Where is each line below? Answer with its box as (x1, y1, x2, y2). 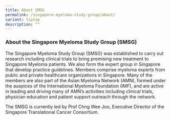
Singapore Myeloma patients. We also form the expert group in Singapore (5, 61, 161, 67)
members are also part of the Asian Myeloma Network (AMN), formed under (5, 77, 166, 83)
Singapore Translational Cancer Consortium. (5, 109, 99, 115)
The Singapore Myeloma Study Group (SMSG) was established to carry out (5, 50, 164, 56)
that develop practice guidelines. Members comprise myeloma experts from (5, 66, 165, 73)
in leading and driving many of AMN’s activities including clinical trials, (5, 88, 154, 94)
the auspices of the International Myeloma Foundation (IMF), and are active (5, 83, 164, 89)
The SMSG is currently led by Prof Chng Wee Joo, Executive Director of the (5, 103, 165, 110)
